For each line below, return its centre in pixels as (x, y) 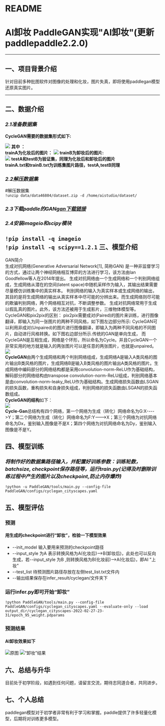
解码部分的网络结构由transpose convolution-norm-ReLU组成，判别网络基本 (81, 375)
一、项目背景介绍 (31, 69)
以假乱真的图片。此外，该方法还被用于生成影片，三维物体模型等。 (72, 309)
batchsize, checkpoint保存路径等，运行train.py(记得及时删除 (78, 469)
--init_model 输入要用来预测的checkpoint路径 (58, 547)
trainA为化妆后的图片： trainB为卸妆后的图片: (55, 152)
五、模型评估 (25, 508)
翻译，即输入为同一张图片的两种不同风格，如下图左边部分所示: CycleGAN (79, 321)
